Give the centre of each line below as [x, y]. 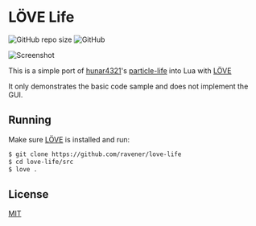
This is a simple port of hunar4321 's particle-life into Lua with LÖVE [120, 70]
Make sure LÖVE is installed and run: [69, 139]
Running [30, 120]
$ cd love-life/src [41, 162]
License [29, 194]
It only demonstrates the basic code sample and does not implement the [128, 86]
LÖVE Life [41, 17]
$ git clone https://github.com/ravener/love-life [95, 154]
